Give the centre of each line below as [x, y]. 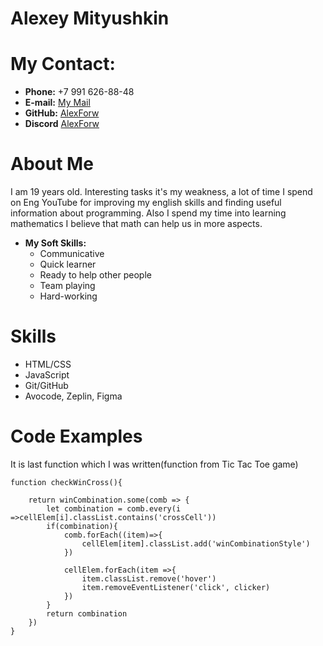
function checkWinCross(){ [66, 482]
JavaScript [47, 375]
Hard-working [68, 296]
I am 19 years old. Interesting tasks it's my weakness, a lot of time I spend [161, 192]
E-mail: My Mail [57, 103]
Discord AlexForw [62, 124]
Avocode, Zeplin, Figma [73, 396]
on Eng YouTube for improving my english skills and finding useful [146, 203]
